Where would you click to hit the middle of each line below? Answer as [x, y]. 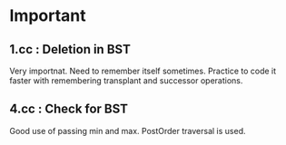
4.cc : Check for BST [69, 109]
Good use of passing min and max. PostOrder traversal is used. [128, 130]
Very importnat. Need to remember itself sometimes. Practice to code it [143, 71]
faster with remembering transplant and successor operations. [126, 81]
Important [48, 16]
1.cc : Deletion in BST [70, 49]
